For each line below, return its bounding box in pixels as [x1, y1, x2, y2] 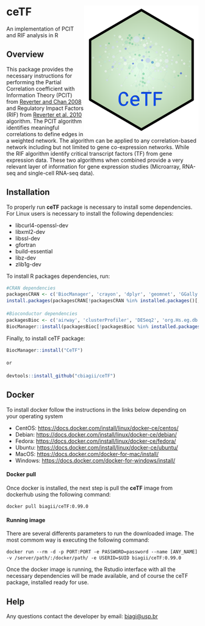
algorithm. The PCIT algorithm [6, 117, 82, 125]
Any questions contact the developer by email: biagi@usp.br [6, 613, 159, 620]
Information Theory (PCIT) [6, 91, 73, 99]
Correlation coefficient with [6, 85, 75, 92]
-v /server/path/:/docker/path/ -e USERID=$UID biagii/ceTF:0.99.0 [6, 555, 182, 561]
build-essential [15, 247, 53, 255]
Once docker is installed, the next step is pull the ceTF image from [6, 484, 173, 492]
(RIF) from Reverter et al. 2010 [6, 111, 82, 118]
